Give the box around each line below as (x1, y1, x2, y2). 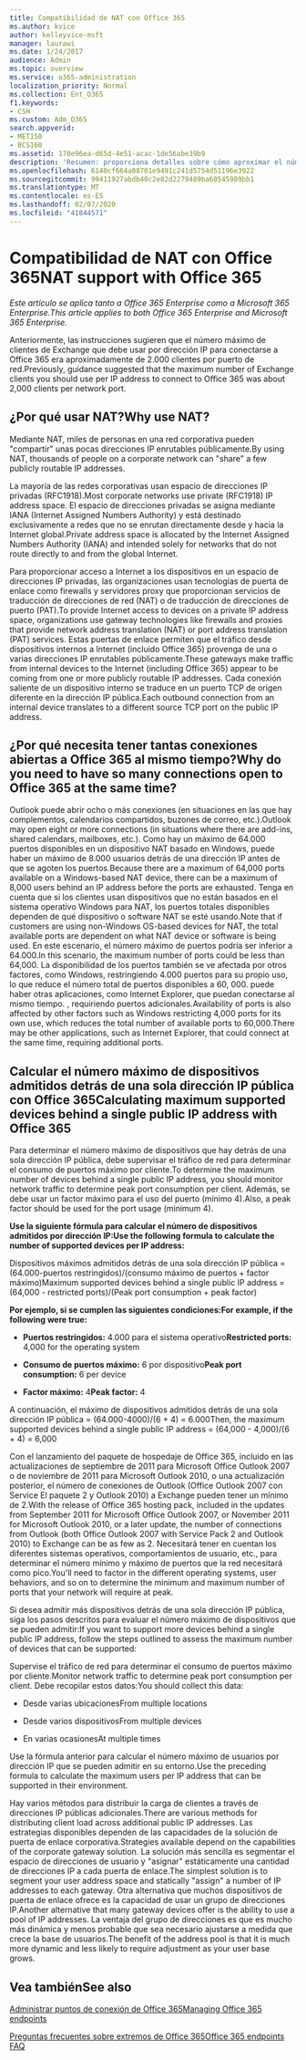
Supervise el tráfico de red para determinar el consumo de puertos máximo (9, 1661, 292, 1672)
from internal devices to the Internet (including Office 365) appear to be (9, 662, 279, 673)
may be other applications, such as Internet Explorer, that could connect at (9, 1027, 290, 1038)
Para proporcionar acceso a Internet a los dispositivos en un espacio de (9, 566, 280, 577)
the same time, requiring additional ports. (9, 1037, 164, 1048)
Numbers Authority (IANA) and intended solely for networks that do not (9, 538, 277, 549)
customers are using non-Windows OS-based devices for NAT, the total (9, 921, 279, 931)
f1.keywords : (9, 98, 59, 108)
